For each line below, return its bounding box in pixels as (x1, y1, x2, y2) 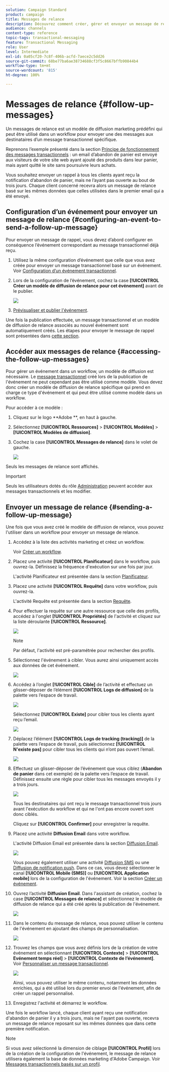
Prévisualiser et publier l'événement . (13, 307, 89, 313)
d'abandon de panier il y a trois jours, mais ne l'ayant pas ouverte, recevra (6, 1015, 159, 1021)
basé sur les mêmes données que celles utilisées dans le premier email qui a (6, 187, 164, 193)
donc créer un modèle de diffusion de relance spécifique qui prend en (6, 384, 150, 390)
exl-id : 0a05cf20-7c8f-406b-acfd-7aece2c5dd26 (6, 54, 105, 59)
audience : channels (6, 26, 47, 31)
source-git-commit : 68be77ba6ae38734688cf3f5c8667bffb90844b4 (6, 59, 138, 64)
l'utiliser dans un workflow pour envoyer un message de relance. (6, 529, 139, 535)
